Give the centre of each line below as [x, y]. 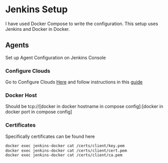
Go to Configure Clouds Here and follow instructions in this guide [74, 82]
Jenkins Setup [37, 9]
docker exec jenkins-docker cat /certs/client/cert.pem [66, 150]
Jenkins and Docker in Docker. [38, 29]
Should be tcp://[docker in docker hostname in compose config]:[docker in [84, 107]
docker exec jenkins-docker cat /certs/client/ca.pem [64, 155]
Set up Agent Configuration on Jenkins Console [56, 57]
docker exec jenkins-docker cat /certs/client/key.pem [65, 146]
